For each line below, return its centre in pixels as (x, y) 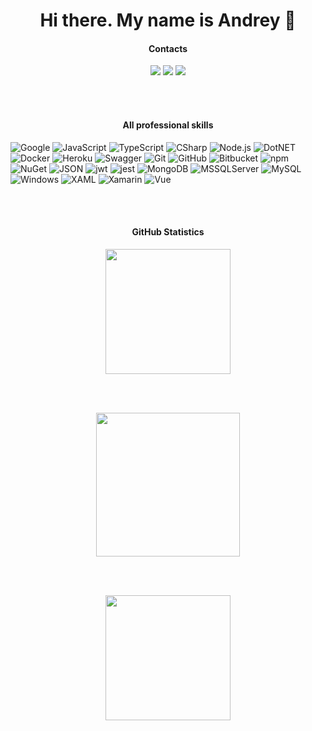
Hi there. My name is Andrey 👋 (168, 20)
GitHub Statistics (168, 232)
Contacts (168, 48)
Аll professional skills (168, 125)
